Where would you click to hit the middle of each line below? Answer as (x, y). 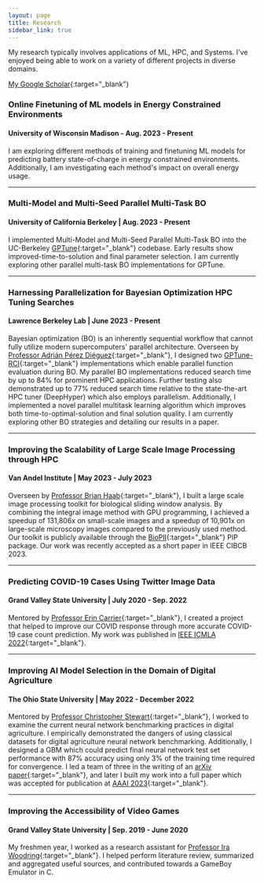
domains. (23, 69)
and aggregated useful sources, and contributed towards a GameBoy (120, 864)
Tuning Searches (41, 302)
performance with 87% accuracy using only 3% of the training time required (132, 758)
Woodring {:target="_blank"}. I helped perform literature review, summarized (131, 856)
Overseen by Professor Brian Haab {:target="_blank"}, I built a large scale (126, 495)
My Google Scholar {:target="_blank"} (69, 84)
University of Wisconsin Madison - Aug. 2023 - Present (101, 133)
